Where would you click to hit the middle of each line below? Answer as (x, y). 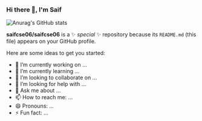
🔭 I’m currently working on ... (51, 65)
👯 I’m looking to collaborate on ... (56, 77)
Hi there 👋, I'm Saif (34, 10)
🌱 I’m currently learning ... (47, 71)
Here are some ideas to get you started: (56, 53)
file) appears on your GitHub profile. (51, 41)
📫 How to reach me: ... (44, 97)
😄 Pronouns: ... (34, 106)
